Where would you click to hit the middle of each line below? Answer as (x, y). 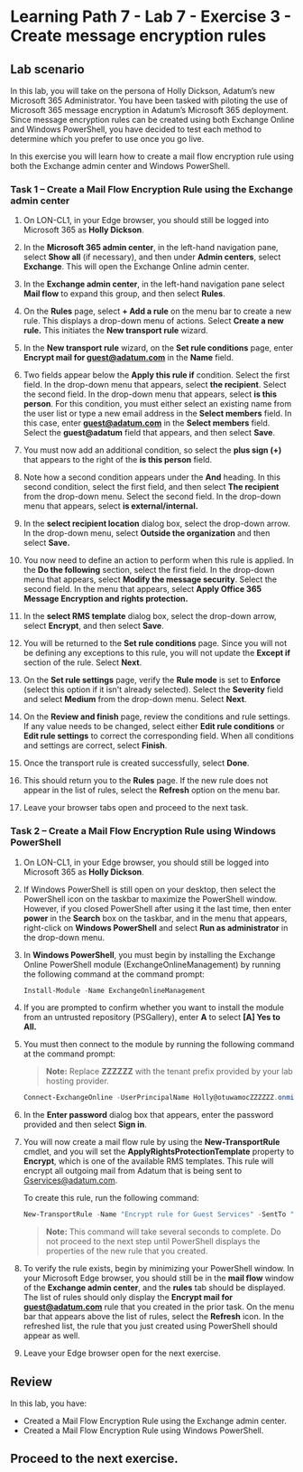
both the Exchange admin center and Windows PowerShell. (120, 166)
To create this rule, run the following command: (111, 1198)
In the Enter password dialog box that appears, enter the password (148, 1115)
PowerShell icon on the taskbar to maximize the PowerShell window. (150, 899)
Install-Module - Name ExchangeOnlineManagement (114, 990)
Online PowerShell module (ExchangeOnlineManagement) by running (152, 964)
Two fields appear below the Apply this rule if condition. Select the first (156, 375)
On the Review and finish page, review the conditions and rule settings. (157, 717)
